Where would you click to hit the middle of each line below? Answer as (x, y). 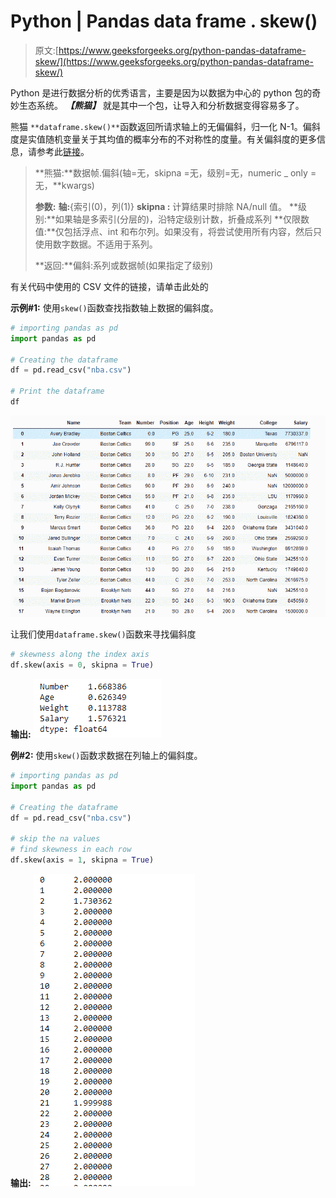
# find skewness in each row (71, 850)
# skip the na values (55, 839)
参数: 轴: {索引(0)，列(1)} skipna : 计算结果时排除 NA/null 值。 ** (166, 206)
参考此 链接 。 (63, 151)
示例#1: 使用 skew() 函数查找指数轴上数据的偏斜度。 (114, 307)
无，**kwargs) (64, 185)
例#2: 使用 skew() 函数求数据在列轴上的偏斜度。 (106, 756)
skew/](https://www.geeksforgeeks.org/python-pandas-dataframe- (174, 61)
